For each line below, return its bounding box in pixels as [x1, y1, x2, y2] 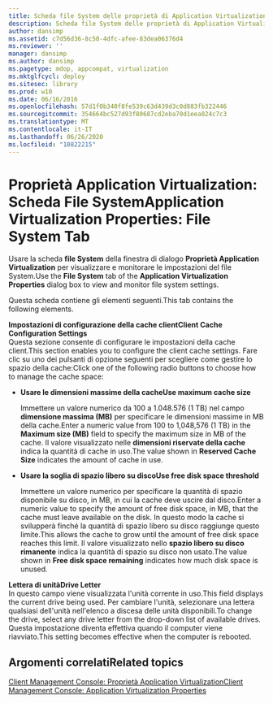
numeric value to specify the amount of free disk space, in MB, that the [19, 504, 258, 514]
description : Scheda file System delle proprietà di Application [8, 20, 234, 28]
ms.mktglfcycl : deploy [8, 72, 85, 80]
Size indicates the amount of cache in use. [19, 455, 164, 465]
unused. [19, 564, 48, 574]
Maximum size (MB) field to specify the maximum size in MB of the [19, 429, 246, 439]
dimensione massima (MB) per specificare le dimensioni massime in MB [19, 412, 264, 422]
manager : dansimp [8, 50, 67, 58]
